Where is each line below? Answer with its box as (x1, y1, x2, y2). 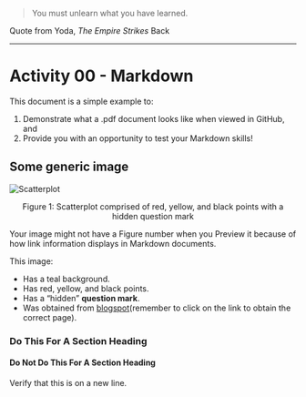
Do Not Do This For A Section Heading (9, 357, 157, 368)
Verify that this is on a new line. (9, 377, 127, 388)
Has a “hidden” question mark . (22, 292, 140, 303)
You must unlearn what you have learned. (31, 8, 189, 18)
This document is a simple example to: (9, 96, 154, 107)
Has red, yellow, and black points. (22, 282, 149, 294)
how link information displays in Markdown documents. (9, 238, 217, 249)
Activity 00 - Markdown (9, 66, 194, 87)
